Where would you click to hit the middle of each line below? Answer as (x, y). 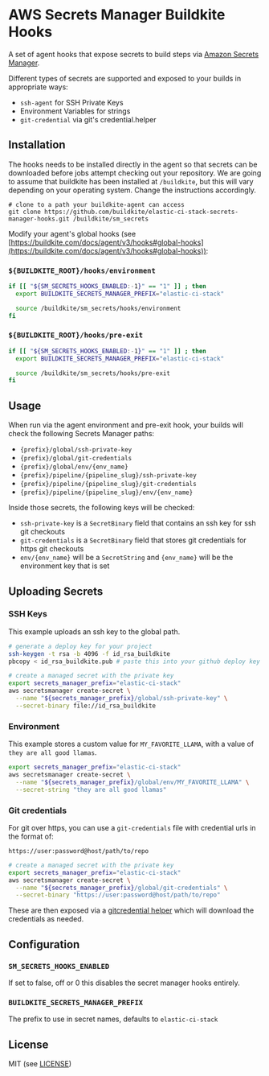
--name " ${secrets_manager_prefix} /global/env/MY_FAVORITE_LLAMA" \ (132, 782)
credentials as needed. (46, 919)
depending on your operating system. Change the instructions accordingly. (132, 190)
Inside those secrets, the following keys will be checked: (102, 508)
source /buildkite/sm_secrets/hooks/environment (98, 308)
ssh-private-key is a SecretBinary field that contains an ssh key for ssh (138, 523)
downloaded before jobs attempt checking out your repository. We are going (135, 173)
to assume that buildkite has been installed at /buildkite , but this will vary (131, 181)
